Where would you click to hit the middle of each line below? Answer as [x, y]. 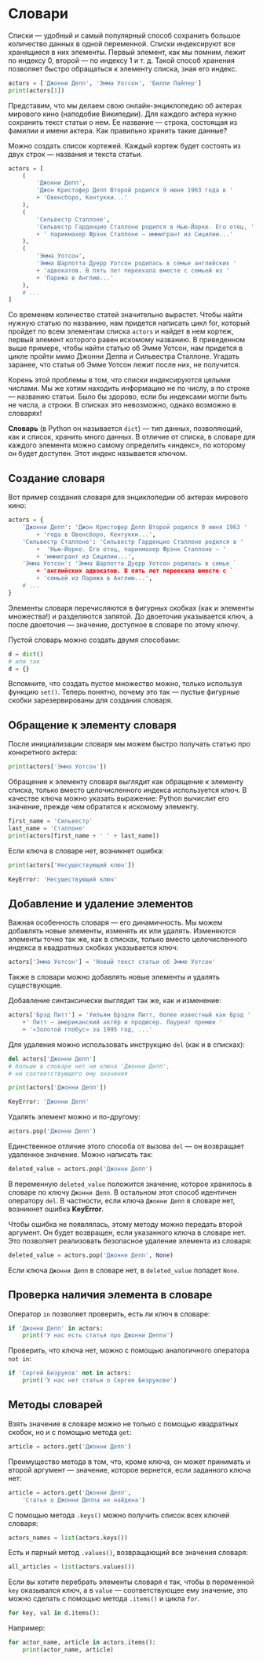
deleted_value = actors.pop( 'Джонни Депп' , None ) [91, 1255]
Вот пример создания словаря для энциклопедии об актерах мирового [128, 497]
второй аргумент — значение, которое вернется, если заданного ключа [130, 1469]
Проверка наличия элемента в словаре [110, 1295]
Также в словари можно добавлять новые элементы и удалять [114, 977]
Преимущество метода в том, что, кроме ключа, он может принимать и [130, 1462]
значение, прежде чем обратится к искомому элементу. [104, 807]
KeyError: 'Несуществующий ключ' [63, 879]
